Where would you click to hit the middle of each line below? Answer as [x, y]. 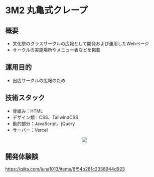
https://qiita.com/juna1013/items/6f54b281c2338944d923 [65, 169]
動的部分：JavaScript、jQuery [44, 124]
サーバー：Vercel [30, 130]
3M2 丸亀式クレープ [46, 10]
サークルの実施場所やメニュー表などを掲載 [56, 50]
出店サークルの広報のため [39, 80]
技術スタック [25, 98]
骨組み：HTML [28, 111]
